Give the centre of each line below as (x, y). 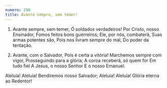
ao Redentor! (19, 81)
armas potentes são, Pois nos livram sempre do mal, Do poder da (81, 40)
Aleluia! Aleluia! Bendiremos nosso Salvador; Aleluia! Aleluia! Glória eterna (82, 75)
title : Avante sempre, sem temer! (42, 15)
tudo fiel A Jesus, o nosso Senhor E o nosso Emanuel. (69, 66)
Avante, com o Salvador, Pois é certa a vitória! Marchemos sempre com (87, 55)
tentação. (23, 45)
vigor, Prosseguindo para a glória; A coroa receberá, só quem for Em (84, 60)
